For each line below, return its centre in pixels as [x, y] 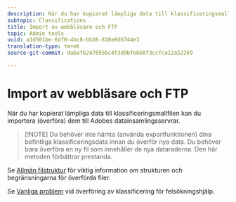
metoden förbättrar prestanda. [68, 156]
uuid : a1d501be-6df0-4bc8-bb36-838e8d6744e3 [73, 40]
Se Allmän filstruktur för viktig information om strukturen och [95, 170]
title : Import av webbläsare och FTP [63, 27]
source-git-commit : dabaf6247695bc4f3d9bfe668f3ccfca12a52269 [100, 53]
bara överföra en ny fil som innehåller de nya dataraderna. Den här [121, 149]
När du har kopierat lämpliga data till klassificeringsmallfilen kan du [104, 113]
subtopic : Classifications [47, 20]
